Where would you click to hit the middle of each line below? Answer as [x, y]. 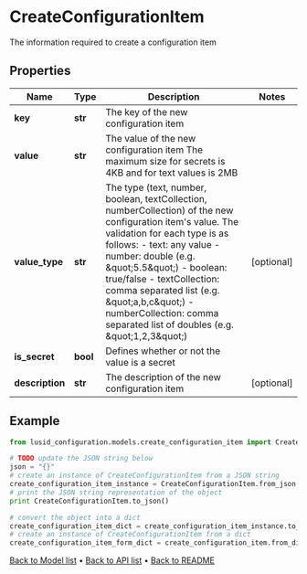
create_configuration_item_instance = [83, 484]
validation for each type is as [167, 233]
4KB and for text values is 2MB [171, 173]
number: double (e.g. [150, 256]
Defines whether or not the [163, 351]
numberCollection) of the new [169, 210]
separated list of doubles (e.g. [169, 324]
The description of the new [163, 377]
